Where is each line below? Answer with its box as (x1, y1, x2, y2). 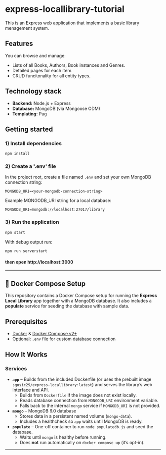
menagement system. (5, 25, 49, 31)
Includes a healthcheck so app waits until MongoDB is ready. (19, 418, 143, 424)
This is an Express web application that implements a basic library (5, 20, 140, 26)
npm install (5, 151, 30, 156)
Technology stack (5, 87, 62, 96)
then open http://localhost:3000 (5, 259, 74, 265)
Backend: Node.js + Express (12, 100, 71, 106)
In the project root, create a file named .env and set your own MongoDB (5, 174, 152, 180)
